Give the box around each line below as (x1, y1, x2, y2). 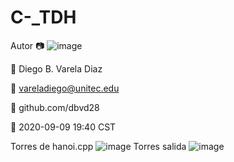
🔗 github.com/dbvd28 (10, 101, 100, 113)
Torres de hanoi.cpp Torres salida (10, 140, 187, 152)
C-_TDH (10, 6, 77, 29)
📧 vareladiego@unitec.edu (10, 82, 120, 94)
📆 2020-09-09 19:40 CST (10, 121, 117, 133)
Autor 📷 (10, 39, 45, 51)
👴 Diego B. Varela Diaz (10, 62, 103, 75)
